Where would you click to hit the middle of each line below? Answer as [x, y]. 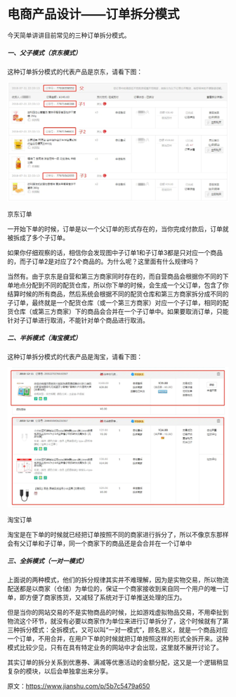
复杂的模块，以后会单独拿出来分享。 [60, 671]
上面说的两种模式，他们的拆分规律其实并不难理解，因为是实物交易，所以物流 [118, 580]
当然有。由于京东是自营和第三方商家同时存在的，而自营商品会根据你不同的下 [118, 276]
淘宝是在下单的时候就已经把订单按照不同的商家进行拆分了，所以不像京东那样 [118, 535]
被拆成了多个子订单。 [38, 238]
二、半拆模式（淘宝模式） [44, 337]
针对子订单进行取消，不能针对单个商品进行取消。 [78, 320]
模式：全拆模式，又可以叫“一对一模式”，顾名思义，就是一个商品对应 [130, 630]
